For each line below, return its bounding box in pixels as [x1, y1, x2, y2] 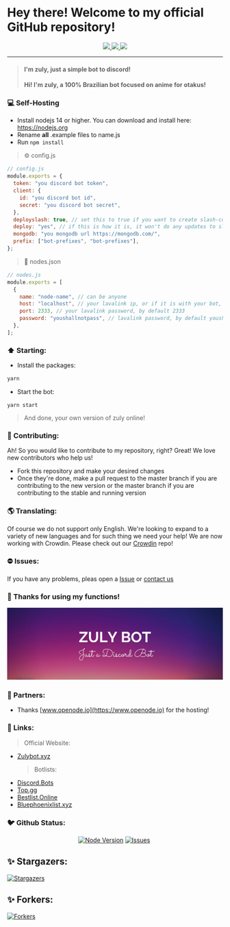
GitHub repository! [7, 19, 116, 35]
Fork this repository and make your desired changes [16, 467, 165, 475]
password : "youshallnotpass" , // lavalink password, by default [19, 315, 207, 322]
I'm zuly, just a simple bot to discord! [23, 65, 131, 73]
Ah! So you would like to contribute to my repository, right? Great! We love [7, 447, 216, 455]
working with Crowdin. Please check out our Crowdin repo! [7, 539, 173, 547]
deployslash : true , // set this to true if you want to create [13, 216, 197, 223]
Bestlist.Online [16, 793, 58, 801]
